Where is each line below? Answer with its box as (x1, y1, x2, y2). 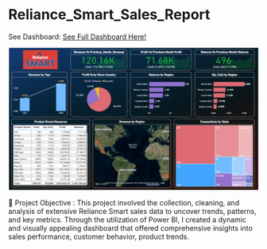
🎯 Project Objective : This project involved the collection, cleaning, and (8, 198, 240, 208)
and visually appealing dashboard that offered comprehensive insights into (8, 224, 253, 233)
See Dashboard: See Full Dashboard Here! (8, 32, 147, 41)
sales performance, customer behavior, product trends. (8, 232, 189, 242)
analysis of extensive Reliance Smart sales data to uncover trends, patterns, (8, 207, 257, 216)
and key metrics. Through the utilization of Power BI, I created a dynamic (8, 215, 246, 224)
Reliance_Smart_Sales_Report (8, 6, 211, 24)
